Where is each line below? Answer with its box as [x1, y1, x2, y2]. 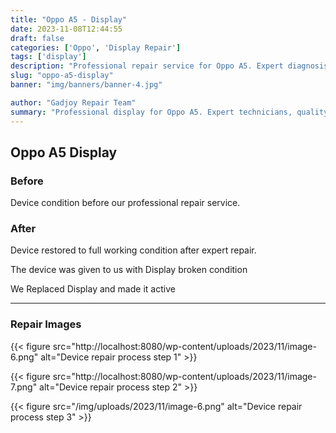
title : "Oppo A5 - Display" [10, 14, 128, 25]
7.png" [10, 381, 38, 393]
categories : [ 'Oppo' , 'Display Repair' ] [10, 42, 182, 53]
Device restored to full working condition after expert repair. [10, 244, 257, 256]
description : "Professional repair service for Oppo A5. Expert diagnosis [10, 61, 329, 71]
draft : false [10, 33, 65, 43]
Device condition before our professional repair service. [10, 197, 241, 209]
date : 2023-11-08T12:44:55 [10, 24, 123, 34]
